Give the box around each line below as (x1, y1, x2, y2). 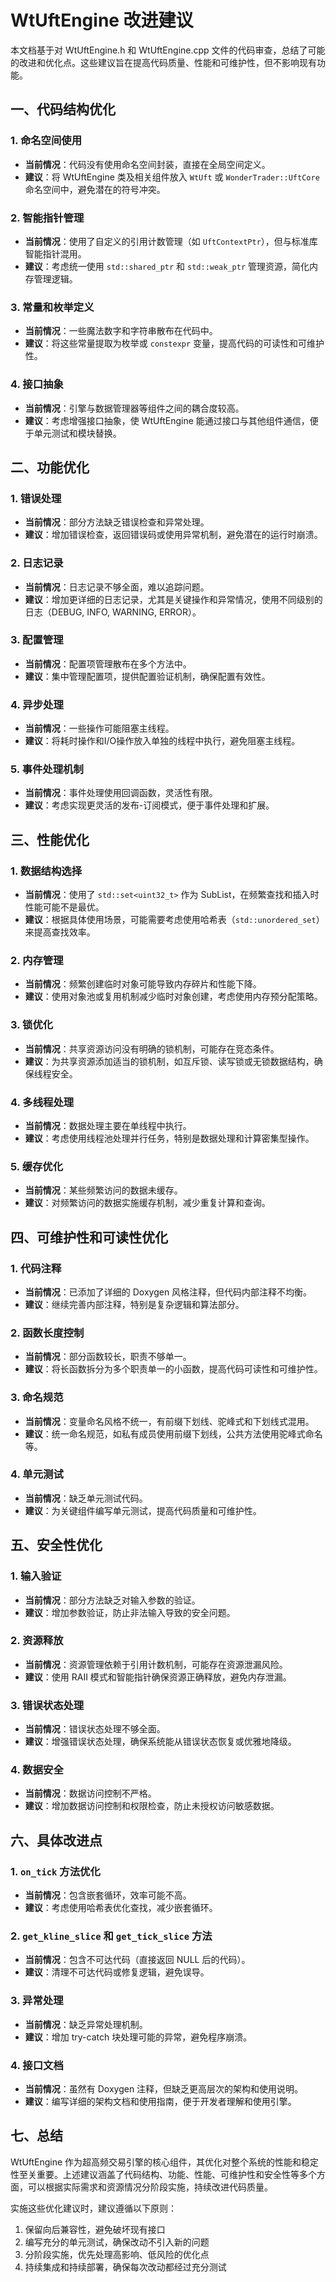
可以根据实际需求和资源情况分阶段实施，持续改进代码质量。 (27, 2181, 273, 2193)
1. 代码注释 (10, 1261, 62, 1275)
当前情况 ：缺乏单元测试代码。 (24, 1492, 148, 1504)
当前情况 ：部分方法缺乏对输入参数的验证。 (24, 1594, 201, 1606)
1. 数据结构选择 (10, 864, 83, 878)
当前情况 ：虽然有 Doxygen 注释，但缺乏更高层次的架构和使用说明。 (24, 2083, 304, 2095)
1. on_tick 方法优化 (10, 1864, 101, 1878)
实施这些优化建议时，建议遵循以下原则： (10, 2202, 177, 2214)
